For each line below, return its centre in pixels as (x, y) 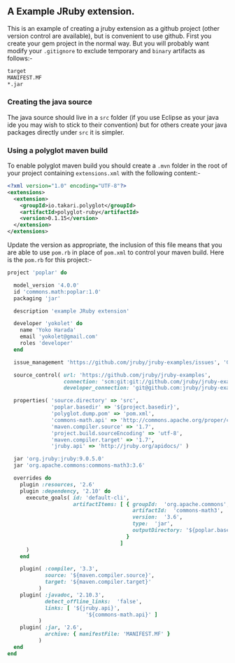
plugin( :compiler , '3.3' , (59, 569)
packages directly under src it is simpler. (66, 132)
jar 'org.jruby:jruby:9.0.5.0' (59, 459)
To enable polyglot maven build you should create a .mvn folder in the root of (117, 166)
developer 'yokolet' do (48, 324)
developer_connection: (97, 388)
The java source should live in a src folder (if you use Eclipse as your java (113, 117)
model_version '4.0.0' (47, 285)
